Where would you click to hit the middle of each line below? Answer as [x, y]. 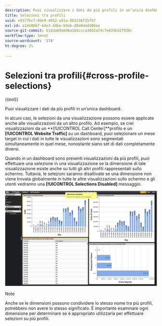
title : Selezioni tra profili [35, 15]
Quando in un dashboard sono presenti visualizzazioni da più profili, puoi [77, 158]
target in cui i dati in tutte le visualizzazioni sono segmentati [64, 138]
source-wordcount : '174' [30, 41]
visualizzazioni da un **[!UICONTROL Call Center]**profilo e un [69, 128]
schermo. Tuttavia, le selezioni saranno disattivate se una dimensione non [78, 174]
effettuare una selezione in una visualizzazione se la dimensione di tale [75, 163]
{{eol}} [12, 99]
